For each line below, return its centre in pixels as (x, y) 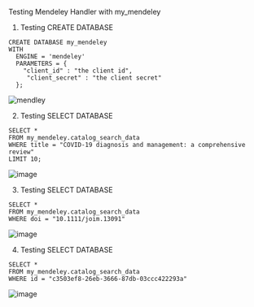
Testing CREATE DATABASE (67, 27)
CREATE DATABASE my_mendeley (58, 42)
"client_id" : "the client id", (78, 71)
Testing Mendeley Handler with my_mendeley (85, 12)
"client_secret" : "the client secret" (94, 78)
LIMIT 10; (25, 159)
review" (22, 152)
